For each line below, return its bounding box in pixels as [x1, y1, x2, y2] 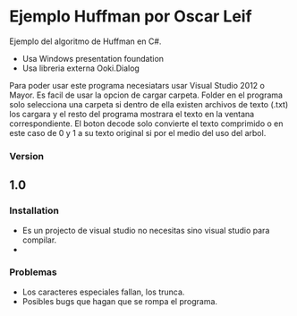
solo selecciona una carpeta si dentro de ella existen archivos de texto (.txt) [9, 98, 289, 109]
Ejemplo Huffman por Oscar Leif [9, 6, 252, 27]
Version [9, 149, 45, 162]
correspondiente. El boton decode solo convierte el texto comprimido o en [9, 118, 284, 129]
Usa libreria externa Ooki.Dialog [21, 63, 140, 73]
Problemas [9, 266, 57, 278]
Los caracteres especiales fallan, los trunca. [21, 286, 185, 297]
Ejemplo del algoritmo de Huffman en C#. [9, 36, 162, 47]
